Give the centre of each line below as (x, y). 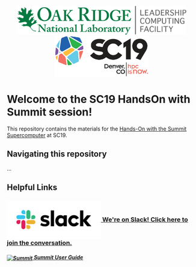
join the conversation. (40, 243)
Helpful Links (32, 187)
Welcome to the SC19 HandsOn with (99, 100)
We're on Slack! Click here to (145, 219)
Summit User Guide (58, 257)
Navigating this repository (57, 154)
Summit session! (50, 112)
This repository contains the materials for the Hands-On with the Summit (97, 129)
